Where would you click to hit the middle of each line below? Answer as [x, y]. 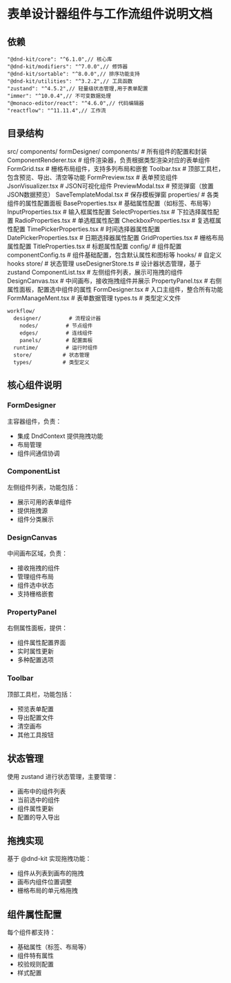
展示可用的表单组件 [44, 502]
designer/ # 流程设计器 [57, 318]
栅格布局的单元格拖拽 [47, 891]
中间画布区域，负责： [37, 553]
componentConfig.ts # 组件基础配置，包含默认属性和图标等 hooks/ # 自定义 [114, 255]
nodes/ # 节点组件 [56, 326]
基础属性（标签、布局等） [53, 947]
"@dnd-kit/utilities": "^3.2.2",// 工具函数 [70, 81]
